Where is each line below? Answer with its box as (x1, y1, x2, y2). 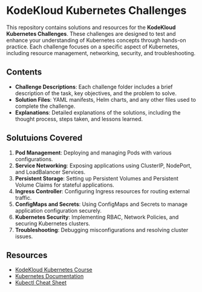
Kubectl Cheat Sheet (15, 279, 67, 287)
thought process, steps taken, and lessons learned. (15, 115, 143, 122)
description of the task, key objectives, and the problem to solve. (15, 89, 177, 97)
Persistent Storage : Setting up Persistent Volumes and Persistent (15, 174, 178, 182)
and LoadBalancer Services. (15, 168, 86, 176)
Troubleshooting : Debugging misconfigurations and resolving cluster (15, 226, 189, 233)
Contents (6, 67, 42, 78)
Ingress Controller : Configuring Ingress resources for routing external (15, 187, 190, 194)
